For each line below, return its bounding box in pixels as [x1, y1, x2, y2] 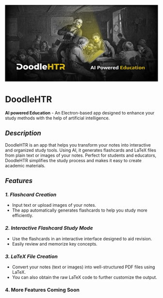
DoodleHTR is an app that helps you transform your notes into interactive [5, 142, 151, 148]
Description [5, 129, 41, 137]
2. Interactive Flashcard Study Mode [5, 225, 93, 232]
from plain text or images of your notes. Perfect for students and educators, [5, 152, 157, 158]
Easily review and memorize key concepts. [12, 241, 98, 247]
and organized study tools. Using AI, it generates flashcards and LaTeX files [5, 147, 156, 153]
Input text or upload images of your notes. [12, 202, 96, 208]
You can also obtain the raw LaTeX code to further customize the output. [12, 274, 158, 281]
